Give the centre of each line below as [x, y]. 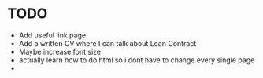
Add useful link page [52, 35]
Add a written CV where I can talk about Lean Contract [107, 43]
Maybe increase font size [60, 51]
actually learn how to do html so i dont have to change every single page [137, 60]
